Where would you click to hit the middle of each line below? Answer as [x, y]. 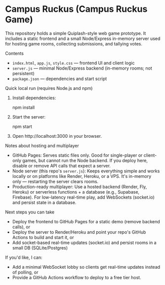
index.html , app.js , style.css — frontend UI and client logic [73, 63]
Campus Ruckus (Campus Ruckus [76, 9]
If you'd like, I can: [24, 257]
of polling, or [25, 272]
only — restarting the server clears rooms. [55, 181]
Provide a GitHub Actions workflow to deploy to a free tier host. [77, 277]
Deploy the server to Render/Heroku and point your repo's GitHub [79, 232]
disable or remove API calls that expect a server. [62, 165]
